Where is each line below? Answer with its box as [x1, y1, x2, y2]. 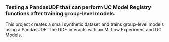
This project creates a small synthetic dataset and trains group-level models [5, 21, 164, 27]
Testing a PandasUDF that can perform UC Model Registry [5, 4, 151, 11]
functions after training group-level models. [5, 10, 116, 17]
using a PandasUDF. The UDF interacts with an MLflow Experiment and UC [5, 27, 162, 33]
